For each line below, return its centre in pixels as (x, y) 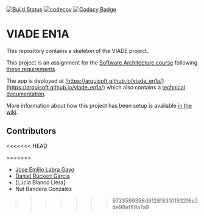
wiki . (12, 112)
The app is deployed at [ (37, 81)
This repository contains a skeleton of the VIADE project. (77, 51)
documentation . (26, 94)
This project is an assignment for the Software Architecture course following (102, 62)
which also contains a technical (146, 87)
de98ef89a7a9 (131, 207)
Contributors (31, 131)
